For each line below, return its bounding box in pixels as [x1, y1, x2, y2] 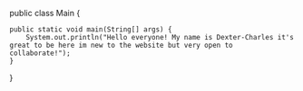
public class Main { [9, 8, 81, 18]
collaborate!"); [9, 49, 71, 58]
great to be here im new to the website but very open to [9, 41, 233, 50]
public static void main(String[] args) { [9, 25, 172, 34]
